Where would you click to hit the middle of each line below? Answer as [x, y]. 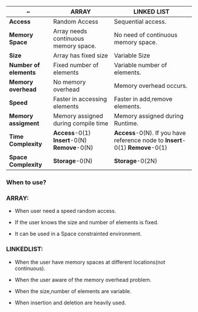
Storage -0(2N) [136, 161]
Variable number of [141, 65]
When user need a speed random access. [65, 211]
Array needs [70, 31]
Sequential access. [140, 22]
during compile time [81, 123]
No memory [69, 82]
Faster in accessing [80, 99]
